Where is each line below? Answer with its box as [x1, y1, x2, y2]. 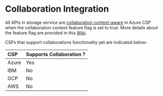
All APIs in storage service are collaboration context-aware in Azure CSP [5, 19, 151, 25]
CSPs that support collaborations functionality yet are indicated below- [5, 39, 148, 45]
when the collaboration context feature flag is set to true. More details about [5, 24, 159, 30]
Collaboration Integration [5, 3, 109, 15]
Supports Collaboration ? [26, 51, 85, 58]
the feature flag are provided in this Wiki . [5, 30, 87, 36]
